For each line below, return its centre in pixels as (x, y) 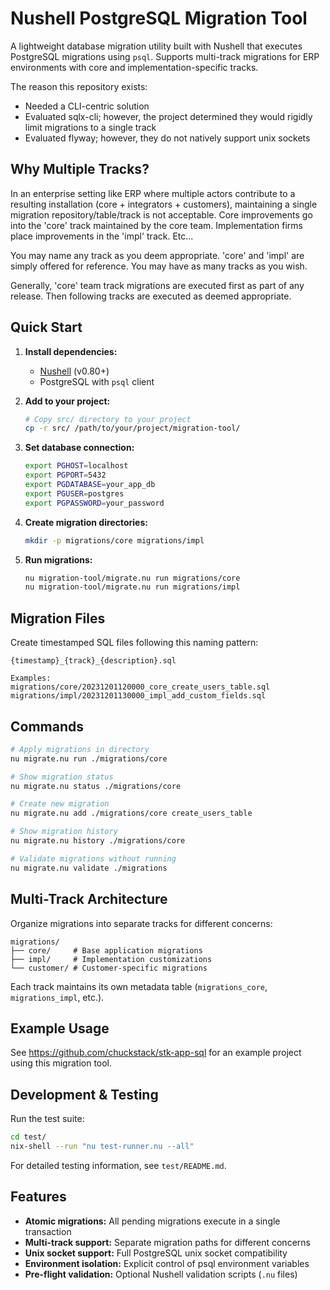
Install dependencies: (71, 351)
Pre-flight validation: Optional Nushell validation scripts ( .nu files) (161, 1274)
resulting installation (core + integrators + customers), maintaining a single (164, 204)
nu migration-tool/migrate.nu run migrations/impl (132, 587)
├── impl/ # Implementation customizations (111, 959)
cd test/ (28, 1137)
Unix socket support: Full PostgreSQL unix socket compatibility (156, 1253)
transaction (48, 1231)
